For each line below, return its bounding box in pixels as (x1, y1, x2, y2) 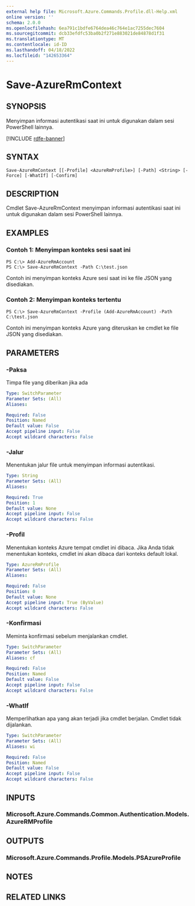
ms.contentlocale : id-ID (6, 42, 67, 48)
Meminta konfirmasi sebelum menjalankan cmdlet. (6, 633, 128, 640)
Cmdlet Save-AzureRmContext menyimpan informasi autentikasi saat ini (6, 204, 181, 211)
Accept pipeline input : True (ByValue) (6, 599, 104, 605)
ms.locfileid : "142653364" (6, 53, 72, 58)
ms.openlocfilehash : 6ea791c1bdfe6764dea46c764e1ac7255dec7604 (6, 25, 165, 31)
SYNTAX (6, 152, 39, 162)
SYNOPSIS (6, 102, 47, 112)
